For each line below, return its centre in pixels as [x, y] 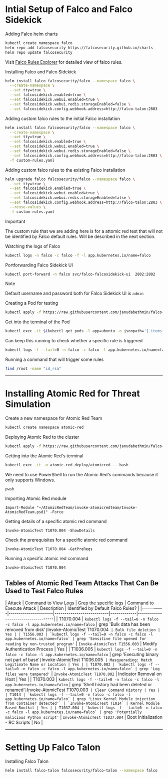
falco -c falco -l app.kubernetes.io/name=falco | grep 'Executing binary [82, 655]
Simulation [28, 404]
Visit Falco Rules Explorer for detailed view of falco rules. [64, 62]
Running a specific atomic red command [47, 559]
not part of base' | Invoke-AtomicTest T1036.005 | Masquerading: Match [79, 660]
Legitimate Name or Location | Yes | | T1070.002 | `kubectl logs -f [79, 665]
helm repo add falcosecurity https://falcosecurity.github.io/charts [79, 48]
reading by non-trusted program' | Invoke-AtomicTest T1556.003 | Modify [81, 644]
